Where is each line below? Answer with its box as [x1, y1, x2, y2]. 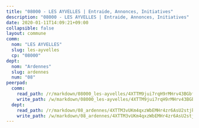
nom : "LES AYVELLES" [11, 42, 62, 48]
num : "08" [11, 74, 36, 80]
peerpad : [6, 80, 28, 86]
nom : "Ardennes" [11, 63, 52, 70]
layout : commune [6, 31, 46, 37]
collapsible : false [6, 25, 54, 31]
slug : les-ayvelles [11, 47, 60, 53]
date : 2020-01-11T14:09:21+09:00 [6, 19, 89, 25]
